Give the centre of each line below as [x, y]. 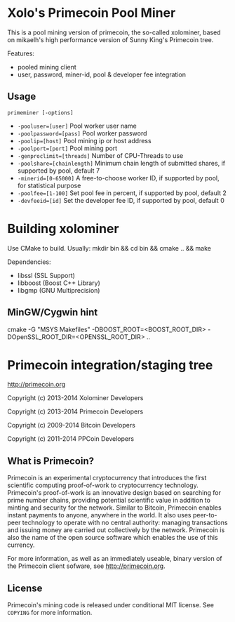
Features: [21, 53]
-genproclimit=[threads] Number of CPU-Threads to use [100, 155]
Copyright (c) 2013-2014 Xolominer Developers [75, 398]
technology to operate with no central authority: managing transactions [125, 523]
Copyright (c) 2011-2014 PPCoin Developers [71, 439]
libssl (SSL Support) [46, 275]
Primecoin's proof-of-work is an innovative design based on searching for [114, 493]
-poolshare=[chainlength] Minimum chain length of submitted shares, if [121, 163]
